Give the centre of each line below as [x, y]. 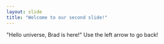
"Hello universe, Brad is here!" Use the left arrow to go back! [82, 34]
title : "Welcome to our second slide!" [57, 17]
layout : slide [24, 12]
